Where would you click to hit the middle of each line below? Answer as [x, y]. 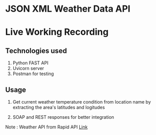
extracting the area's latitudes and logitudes [59, 107]
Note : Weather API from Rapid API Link [46, 127]
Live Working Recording [57, 32]
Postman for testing [33, 74]
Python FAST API [30, 63]
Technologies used [36, 50]
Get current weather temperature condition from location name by [82, 102]
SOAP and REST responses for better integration [63, 117]
